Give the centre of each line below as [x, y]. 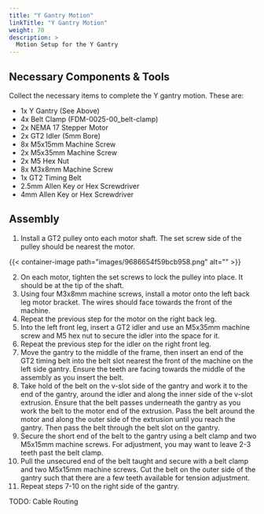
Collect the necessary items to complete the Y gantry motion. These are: [126, 95]
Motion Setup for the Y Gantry [67, 45]
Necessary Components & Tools [89, 77]
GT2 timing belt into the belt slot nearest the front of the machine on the [137, 361]
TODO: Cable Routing [44, 501]
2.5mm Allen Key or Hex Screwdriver [80, 186]
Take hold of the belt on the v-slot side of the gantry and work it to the [134, 386]
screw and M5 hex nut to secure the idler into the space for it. [120, 335]
